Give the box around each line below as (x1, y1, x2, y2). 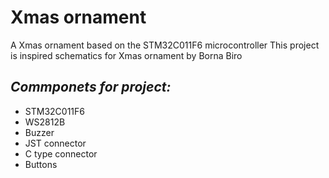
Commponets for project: (10, 79, 172, 96)
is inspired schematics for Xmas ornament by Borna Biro (10, 49, 243, 61)
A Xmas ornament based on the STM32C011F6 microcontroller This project (10, 39, 320, 51)
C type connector (24, 147, 98, 160)
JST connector (24, 137, 87, 149)
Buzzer (24, 126, 55, 138)
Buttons (24, 158, 58, 170)
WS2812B (24, 116, 66, 128)
